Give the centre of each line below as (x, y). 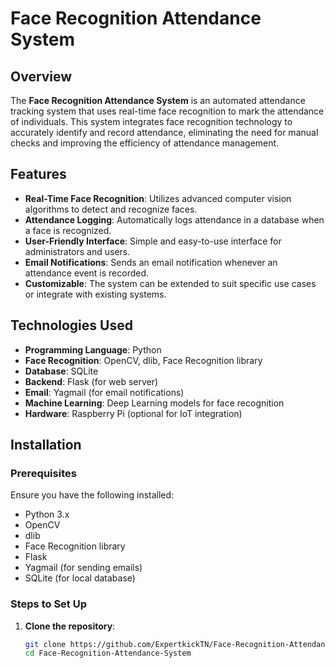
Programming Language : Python (93, 349)
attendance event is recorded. (87, 273)
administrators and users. (77, 251)
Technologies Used (71, 325)
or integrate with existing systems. (95, 294)
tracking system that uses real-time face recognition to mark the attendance (167, 111)
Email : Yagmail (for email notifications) (104, 392)
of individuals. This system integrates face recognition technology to (151, 121)
